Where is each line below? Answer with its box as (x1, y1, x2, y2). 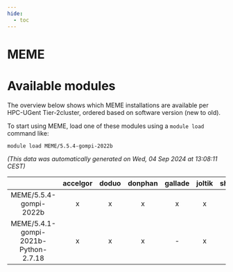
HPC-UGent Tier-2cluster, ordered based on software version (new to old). (7, 108, 221, 116)
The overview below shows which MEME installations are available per (7, 101, 209, 109)
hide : (7, 10, 23, 17)
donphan (128, 178, 158, 188)
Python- (19, 244, 47, 254)
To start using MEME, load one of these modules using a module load (7, 122, 205, 130)
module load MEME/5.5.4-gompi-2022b (7, 143, 113, 149)
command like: (7, 129, 49, 137)
